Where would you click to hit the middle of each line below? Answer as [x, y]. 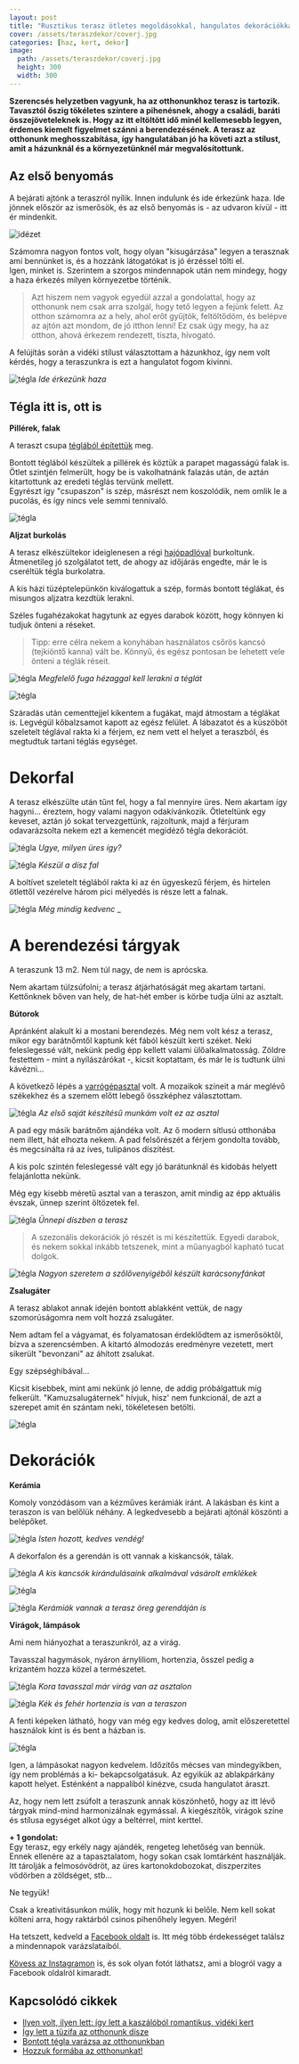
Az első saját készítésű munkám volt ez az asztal [129, 1113]
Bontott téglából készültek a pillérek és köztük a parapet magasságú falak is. [149, 463]
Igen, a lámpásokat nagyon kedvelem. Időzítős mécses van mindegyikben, [145, 1765]
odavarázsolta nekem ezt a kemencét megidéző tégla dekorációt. [129, 831]
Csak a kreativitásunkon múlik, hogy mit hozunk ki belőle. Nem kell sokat [142, 1910]
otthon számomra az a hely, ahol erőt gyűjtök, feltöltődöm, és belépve [159, 316]
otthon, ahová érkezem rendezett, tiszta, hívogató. [123, 334]
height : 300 [40, 68]
